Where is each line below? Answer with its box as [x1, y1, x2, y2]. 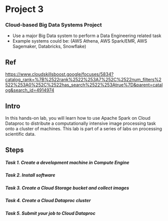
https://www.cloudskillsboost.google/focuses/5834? [5, 71, 114, 77]
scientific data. [5, 131, 36, 137]
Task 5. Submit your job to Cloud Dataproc [5, 210, 96, 216]
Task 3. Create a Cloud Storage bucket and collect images [5, 184, 129, 191]
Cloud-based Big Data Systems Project [5, 22, 102, 29]
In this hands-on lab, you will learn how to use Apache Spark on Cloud [5, 115, 150, 121]
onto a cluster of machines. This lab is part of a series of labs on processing [5, 126, 162, 132]
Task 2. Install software [5, 172, 56, 178]
